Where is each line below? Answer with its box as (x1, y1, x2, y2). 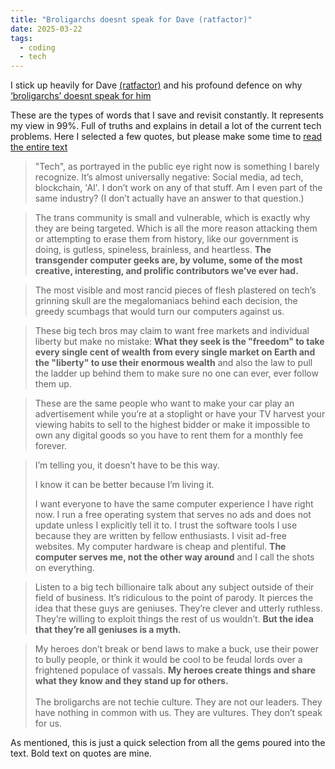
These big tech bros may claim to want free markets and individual (34, 325, 310, 337)
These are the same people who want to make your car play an (34, 397, 295, 410)
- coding (19, 42, 56, 53)
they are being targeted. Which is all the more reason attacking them (34, 222, 318, 235)
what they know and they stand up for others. (34, 675, 229, 687)
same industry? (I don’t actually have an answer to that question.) (34, 192, 305, 205)
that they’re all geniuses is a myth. (34, 624, 182, 636)
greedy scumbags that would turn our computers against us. (34, 306, 285, 318)
